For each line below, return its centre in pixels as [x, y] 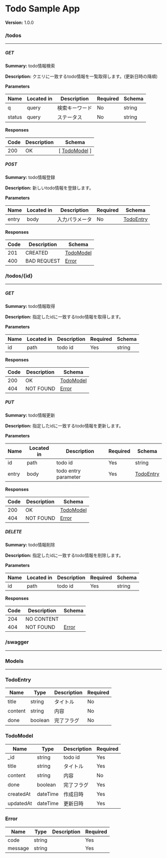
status [15, 117]
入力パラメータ [74, 220]
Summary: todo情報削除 [30, 545]
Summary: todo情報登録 [30, 177]
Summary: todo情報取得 [30, 306]
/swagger [17, 642]
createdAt [19, 794]
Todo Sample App [43, 9]
